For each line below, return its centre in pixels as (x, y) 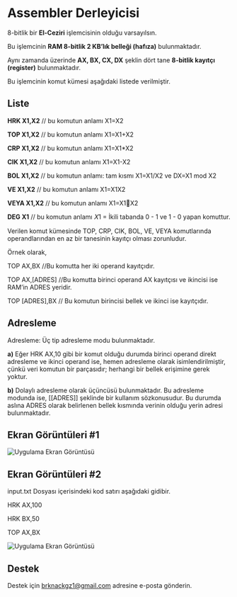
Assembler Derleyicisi (74, 13)
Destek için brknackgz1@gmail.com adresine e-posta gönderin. (100, 585)
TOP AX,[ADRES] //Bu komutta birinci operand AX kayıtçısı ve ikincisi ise (112, 279)
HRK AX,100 (25, 505)
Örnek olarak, (27, 252)
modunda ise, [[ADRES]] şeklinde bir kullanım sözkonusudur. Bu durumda (114, 397)
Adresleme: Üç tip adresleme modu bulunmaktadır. (81, 340)
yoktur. (17, 376)
